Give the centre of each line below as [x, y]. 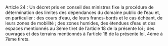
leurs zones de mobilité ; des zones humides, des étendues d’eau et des [80, 23]
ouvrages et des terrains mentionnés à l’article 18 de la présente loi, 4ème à [84, 34]
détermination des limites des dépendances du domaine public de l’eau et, [83, 12]
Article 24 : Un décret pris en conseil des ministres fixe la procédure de [79, 7]
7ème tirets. [17, 39]
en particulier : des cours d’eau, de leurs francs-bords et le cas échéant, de [84, 18]
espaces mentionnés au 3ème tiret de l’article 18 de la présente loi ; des [80, 28]
